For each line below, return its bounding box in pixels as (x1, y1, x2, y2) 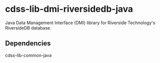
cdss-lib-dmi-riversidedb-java (5, 3, 133, 15)
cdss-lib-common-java (5, 52, 52, 58)
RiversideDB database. (5, 25, 52, 31)
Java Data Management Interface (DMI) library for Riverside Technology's (5, 20, 156, 26)
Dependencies (5, 39, 51, 48)
